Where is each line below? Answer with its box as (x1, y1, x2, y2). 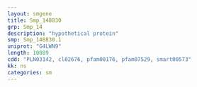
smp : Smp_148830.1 (7, 36, 62, 43)
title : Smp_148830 (7, 17, 62, 24)
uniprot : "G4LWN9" (7, 43, 62, 50)
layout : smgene (7, 10, 52, 18)
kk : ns (7, 62, 27, 69)
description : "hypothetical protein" (7, 29, 119, 37)
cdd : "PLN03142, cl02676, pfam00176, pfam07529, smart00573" (7, 56, 192, 63)
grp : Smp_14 (7, 23, 43, 30)
